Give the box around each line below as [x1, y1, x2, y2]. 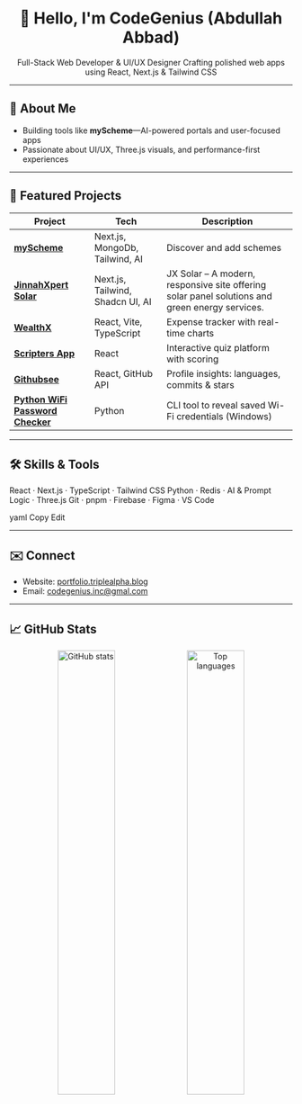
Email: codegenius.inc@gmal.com [22, 586, 148, 597]
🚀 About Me [9, 101, 76, 116]
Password [13, 404, 58, 417]
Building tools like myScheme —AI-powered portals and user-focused [22, 125, 281, 136]
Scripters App [13, 346, 75, 359]
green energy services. [165, 301, 264, 313]
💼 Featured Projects [9, 188, 122, 203]
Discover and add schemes [165, 241, 282, 254]
